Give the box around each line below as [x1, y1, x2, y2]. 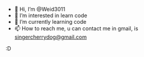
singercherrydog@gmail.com [14, 33, 87, 40]
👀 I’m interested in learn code [14, 12, 88, 19]
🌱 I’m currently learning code [14, 18, 87, 25]
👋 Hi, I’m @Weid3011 [14, 6, 66, 12]
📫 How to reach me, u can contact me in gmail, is [14, 25, 139, 32]
